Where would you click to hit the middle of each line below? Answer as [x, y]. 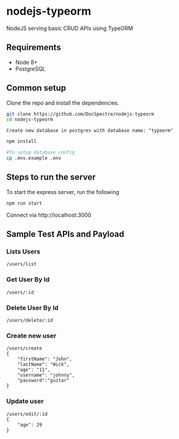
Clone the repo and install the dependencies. [63, 103]
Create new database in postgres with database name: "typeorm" [90, 131]
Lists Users [24, 251]
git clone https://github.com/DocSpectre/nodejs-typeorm [80, 114]
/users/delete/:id [30, 320]
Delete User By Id [33, 307]
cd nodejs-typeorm [30, 120]
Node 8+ [26, 62]
